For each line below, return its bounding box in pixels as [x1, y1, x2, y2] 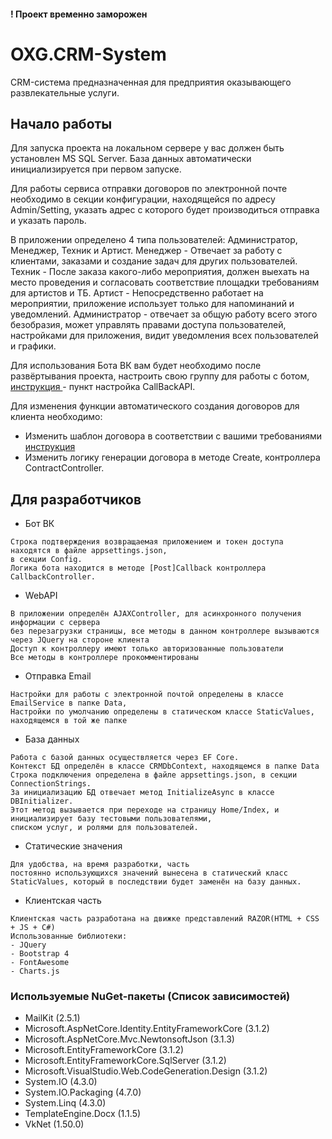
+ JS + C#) [10, 923, 56, 933]
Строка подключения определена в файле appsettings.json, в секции [10, 770, 298, 780]
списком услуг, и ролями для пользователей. [10, 823, 199, 833]
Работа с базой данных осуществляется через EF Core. [10, 753, 240, 763]
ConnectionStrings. [10, 779, 92, 789]
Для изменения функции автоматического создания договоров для [10, 400, 300, 412]
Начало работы [10, 115, 113, 132]
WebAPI [24, 590, 58, 602]
